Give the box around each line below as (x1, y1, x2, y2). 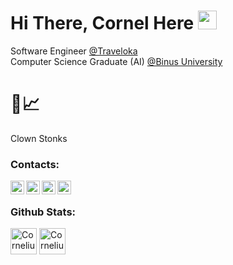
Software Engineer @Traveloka (10, 45, 138, 57)
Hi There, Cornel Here (10, 12, 195, 35)
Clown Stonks (10, 132, 68, 144)
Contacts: (10, 157, 60, 171)
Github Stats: (10, 205, 77, 219)
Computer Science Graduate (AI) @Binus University (10, 55, 223, 67)
